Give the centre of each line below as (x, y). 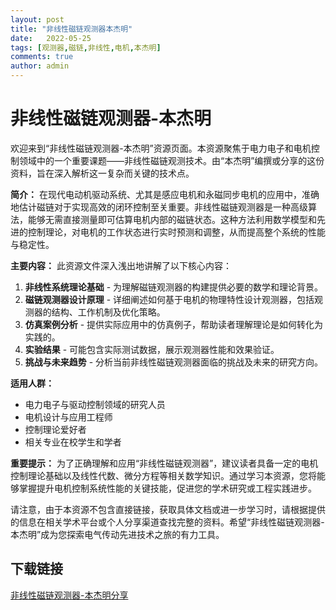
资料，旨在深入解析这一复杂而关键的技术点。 (102, 173)
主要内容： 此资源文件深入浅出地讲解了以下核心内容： (121, 265)
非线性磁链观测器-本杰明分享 (69, 595)
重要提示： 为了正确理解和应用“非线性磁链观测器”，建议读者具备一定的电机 (164, 463)
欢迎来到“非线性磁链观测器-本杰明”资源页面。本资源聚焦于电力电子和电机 (161, 148)
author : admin (40, 66)
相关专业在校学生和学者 (73, 442)
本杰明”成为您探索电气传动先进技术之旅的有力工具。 (117, 534)
